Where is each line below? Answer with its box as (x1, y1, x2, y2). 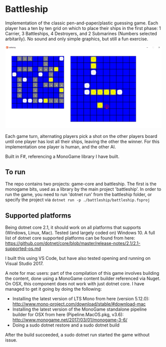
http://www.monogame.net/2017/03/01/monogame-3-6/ (12, 317, 128, 323)
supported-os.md (5, 245, 41, 252)
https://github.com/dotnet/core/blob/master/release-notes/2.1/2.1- (5, 240, 141, 246)
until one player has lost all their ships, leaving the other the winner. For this (5, 138, 160, 144)
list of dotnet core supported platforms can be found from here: (5, 235, 135, 241)
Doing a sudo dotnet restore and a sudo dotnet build (12, 322, 120, 328)
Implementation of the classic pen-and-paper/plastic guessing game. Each (5, 20, 159, 26)
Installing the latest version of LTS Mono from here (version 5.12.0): (12, 296, 150, 302)
